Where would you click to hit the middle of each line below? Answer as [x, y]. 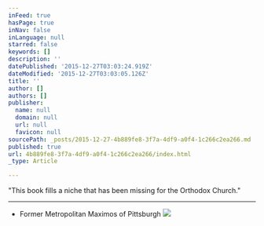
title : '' [24, 81]
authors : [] [27, 96]
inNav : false [29, 30]
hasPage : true [31, 23]
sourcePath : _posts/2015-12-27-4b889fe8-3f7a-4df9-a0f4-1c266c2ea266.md [130, 139]
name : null [33, 111]
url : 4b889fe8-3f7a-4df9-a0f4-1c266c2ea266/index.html [100, 154]
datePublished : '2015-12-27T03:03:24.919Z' [81, 67]
